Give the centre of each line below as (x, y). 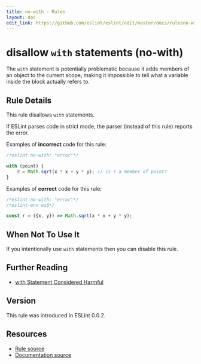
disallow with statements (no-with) (95, 52)
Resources (27, 334)
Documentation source (43, 355)
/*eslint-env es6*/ (31, 205)
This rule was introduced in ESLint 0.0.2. (56, 315)
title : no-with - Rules (36, 12)
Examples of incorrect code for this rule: (56, 145)
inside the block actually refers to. (48, 82)
